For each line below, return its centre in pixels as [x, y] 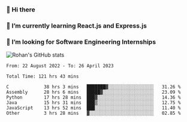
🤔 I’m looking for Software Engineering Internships [81, 41]
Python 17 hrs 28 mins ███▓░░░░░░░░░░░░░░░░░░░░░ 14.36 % [93, 98]
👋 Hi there [21, 10]
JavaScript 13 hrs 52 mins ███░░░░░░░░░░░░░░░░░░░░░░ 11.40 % [93, 108]
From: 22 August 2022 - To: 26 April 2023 [60, 66]
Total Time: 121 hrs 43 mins [43, 77]
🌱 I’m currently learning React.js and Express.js [76, 25]
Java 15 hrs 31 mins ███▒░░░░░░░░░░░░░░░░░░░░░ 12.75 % [93, 103]
